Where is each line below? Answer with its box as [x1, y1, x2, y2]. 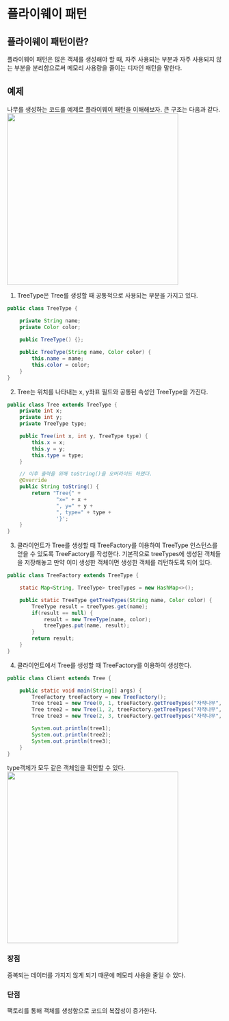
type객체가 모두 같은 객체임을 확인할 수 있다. [7, 764, 126, 772]
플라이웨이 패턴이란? [7, 36, 89, 47]
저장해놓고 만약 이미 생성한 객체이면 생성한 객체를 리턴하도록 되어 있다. [24, 558, 213, 566]
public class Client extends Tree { [7, 675, 111, 682]
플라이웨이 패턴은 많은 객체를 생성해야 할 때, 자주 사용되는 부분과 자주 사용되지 [7, 56, 215, 63]
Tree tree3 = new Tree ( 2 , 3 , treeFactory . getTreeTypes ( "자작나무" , [31, 712, 222, 720]
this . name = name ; [31, 355, 84, 362]
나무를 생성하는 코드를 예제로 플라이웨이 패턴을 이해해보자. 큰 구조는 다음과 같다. [7, 105, 221, 113]
